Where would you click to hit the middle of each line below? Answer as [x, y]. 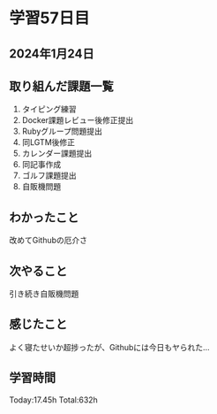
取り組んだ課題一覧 [61, 86]
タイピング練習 [49, 109]
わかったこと [44, 217]
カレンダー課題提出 [57, 153]
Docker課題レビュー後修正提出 [78, 120]
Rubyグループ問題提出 [62, 131]
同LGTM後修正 [49, 142]
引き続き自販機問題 [44, 294]
